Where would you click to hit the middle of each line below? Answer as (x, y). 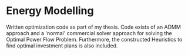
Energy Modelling (50, 11)
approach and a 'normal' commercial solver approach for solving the (89, 33)
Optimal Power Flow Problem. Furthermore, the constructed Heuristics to (94, 39)
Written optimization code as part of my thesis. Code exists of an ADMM (93, 27)
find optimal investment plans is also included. (62, 46)
